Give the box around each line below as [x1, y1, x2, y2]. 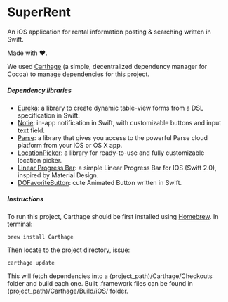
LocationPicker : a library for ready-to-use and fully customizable [17, 149, 205, 157]
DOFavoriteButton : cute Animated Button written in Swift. [17, 178, 182, 187]
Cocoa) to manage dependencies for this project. [7, 70, 149, 78]
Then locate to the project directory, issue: [7, 246, 130, 254]
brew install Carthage [7, 233, 74, 240]
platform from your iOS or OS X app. [17, 141, 123, 149]
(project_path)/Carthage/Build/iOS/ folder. [7, 287, 128, 295]
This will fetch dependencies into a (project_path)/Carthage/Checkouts [7, 272, 213, 280]
